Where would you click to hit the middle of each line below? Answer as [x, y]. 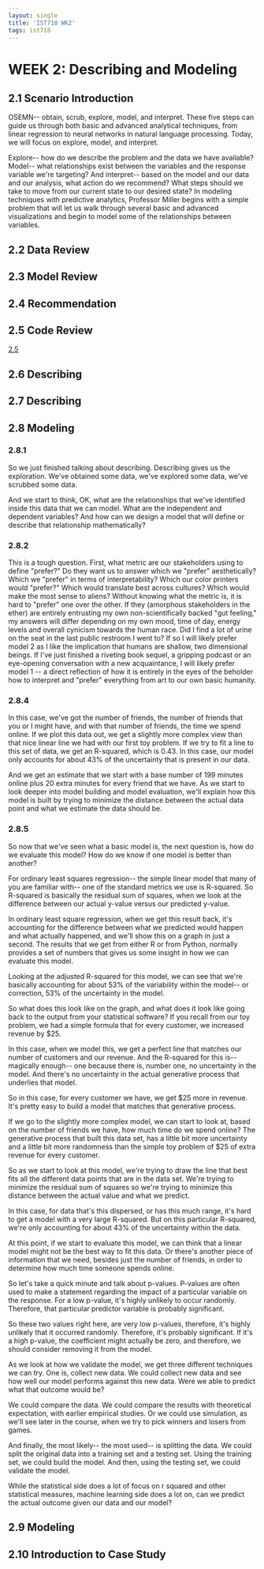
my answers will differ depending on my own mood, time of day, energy [125, 622]
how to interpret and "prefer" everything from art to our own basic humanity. [132, 680]
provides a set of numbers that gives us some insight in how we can [119, 952]
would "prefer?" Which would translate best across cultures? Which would [129, 588]
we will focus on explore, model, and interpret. [84, 142]
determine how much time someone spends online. [91, 1268]
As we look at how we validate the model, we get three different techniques [130, 1364]
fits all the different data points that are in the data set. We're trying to [121, 1179]
